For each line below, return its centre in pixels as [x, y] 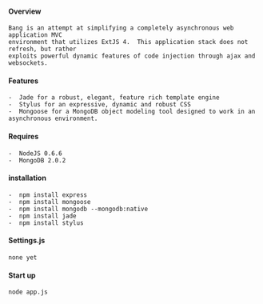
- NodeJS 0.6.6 [35, 153]
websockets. [28, 63]
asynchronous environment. [53, 119]
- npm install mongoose [50, 202]
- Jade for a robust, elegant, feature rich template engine [114, 98]
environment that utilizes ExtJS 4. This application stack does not [128, 42]
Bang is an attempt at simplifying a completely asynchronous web [121, 28]
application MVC [35, 35]
